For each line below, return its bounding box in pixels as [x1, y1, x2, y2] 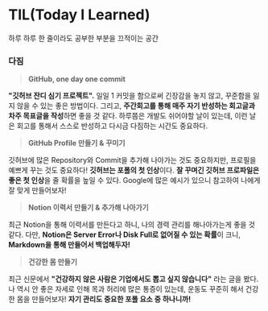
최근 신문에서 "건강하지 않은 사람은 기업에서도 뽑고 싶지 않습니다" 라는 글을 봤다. [8, 274, 259, 284]
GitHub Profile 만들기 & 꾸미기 [27, 139, 126, 148]
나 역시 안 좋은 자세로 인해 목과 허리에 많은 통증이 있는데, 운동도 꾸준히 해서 [8, 284, 244, 294]
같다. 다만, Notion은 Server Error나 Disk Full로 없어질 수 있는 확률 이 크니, [8, 230, 241, 239]
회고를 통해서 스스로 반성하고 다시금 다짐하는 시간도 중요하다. [16, 121, 208, 131]
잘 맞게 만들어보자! [8, 185, 67, 195]
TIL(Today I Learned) [8, 6, 150, 24]
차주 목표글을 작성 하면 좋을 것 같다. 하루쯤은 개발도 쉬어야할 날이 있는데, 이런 [8, 111, 248, 121]
